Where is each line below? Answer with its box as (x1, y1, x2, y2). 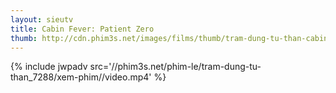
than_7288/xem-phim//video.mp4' (10, 71, 152, 83)
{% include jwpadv (10, 61, 88, 73)
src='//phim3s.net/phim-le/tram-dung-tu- (89, 61, 262, 73)
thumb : (10, 33, 38, 43)
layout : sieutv (10, 14, 74, 25)
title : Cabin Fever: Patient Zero (10, 24, 155, 34)
